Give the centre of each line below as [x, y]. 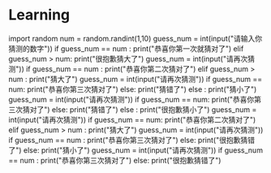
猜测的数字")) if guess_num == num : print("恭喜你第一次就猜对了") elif [126, 48]
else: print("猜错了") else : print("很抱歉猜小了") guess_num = [154, 109]
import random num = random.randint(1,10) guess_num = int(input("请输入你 [135, 38]
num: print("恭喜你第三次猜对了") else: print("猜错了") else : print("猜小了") [133, 89]
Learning [39, 15]
